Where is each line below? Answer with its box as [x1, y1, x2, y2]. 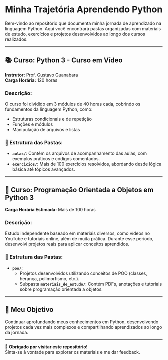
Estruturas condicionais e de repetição [12, 116, 92, 122]
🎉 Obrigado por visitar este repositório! [5, 344, 88, 350]
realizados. [5, 36, 28, 42]
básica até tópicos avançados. [12, 166, 75, 172]
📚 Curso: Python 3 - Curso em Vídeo [5, 56, 123, 65]
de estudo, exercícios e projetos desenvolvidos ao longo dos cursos [5, 31, 146, 37]
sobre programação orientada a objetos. [19, 286, 103, 292]
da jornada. [5, 329, 29, 335]
